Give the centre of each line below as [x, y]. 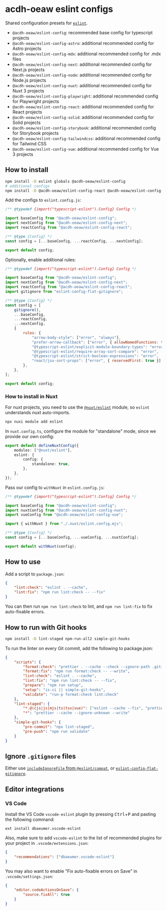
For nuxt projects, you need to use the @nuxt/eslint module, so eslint [78, 407]
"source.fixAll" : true [46, 895]
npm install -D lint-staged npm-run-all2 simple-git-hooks [68, 639]
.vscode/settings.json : [29, 876]
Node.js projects [29, 80]
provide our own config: [30, 436]
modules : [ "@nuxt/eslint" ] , [43, 450]
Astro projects [27, 48]
